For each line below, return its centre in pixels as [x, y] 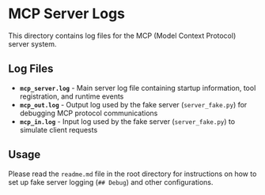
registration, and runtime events [72, 96]
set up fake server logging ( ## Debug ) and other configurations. [111, 182]
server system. [32, 43]
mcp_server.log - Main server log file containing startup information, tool [138, 88]
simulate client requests [59, 129]
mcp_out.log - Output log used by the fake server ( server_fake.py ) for [133, 104]
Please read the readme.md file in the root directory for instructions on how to [132, 174]
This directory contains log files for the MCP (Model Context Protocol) [122, 36]
